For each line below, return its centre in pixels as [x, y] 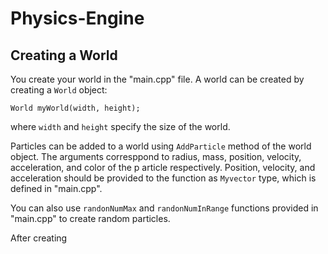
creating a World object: [59, 90]
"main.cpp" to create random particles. [90, 218]
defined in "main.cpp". [56, 188]
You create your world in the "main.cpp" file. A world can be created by [157, 79]
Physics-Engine [77, 18]
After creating [39, 238]
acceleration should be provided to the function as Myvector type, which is [163, 178]
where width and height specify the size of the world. [120, 126]
